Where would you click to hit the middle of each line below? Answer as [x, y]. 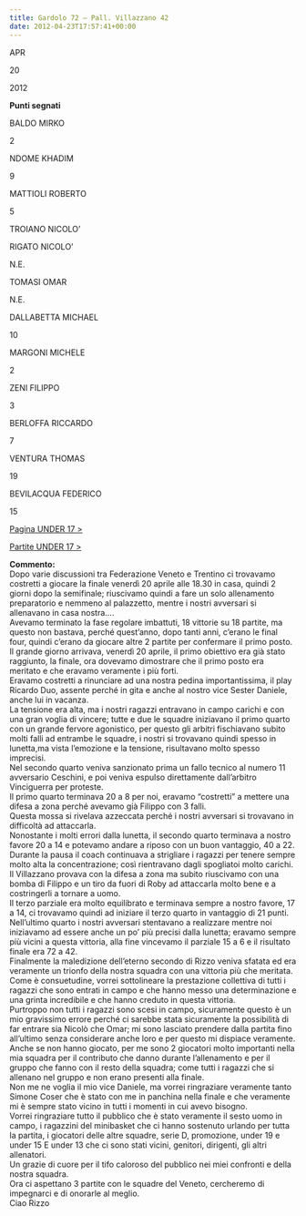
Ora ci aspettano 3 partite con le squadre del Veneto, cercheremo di [137, 1183]
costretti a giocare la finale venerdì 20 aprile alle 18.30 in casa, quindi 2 [143, 583]
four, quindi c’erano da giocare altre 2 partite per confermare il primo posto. [151, 641]
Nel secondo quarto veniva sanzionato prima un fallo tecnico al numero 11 [148, 767]
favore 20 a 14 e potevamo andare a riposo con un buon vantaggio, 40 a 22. [152, 844]
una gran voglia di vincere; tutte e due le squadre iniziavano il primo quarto [150, 719]
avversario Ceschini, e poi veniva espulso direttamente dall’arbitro [133, 777]
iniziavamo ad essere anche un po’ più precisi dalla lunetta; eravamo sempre [153, 932]
